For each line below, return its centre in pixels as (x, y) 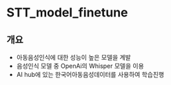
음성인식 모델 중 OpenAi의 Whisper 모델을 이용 (80, 66)
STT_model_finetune (67, 13)
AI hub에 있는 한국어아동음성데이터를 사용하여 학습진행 (90, 74)
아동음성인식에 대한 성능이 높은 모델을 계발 (74, 57)
